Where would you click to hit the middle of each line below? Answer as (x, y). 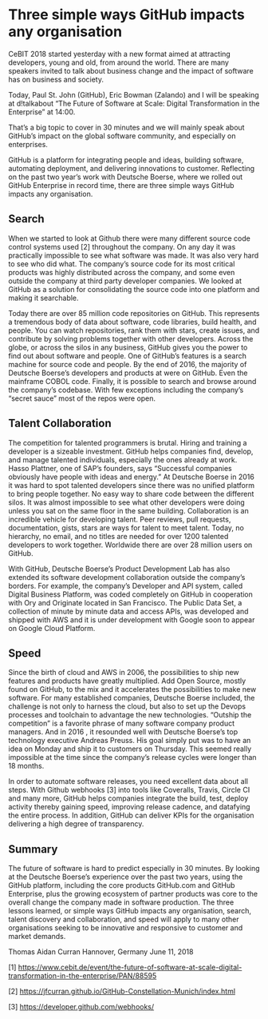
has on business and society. (56, 79)
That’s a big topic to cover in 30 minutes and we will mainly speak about (126, 127)
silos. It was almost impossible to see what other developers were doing (126, 502)
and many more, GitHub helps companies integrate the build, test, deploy (128, 798)
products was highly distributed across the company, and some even (122, 272)
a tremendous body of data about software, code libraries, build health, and (132, 322)
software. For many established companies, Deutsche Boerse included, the (132, 698)
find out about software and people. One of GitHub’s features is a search (128, 356)
